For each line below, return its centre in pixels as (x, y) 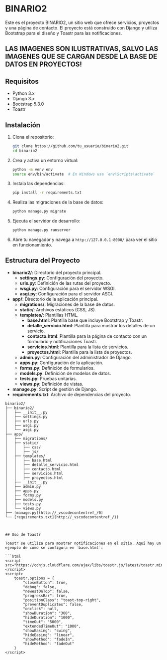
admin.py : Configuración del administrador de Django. (76, 357)
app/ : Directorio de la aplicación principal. (55, 299)
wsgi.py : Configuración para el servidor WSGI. (68, 288)
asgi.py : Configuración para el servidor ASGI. (66, 294)
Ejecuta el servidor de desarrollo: (46, 221)
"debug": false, (40, 587)
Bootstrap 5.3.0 (28, 104)
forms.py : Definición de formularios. (57, 368)
